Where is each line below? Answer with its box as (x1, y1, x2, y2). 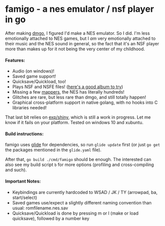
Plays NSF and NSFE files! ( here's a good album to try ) (12, 84, 123, 90)
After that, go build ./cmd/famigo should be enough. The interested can (5, 157, 152, 162)
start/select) (12, 194, 37, 200)
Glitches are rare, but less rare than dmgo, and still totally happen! (12, 95, 146, 100)
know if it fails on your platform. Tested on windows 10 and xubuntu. (5, 120, 144, 126)
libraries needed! (12, 105, 47, 111)
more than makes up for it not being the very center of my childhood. (5, 46, 145, 52)
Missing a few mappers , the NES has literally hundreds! (12, 89, 125, 95)
